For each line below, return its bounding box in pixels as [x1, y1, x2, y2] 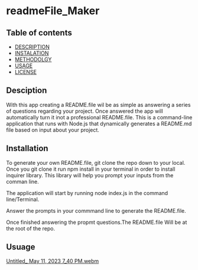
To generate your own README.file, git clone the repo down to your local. [6, 159, 186, 166]
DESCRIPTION [14, 43, 50, 50]
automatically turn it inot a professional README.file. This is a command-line [6, 113, 193, 121]
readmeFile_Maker [6, 4, 100, 18]
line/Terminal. [6, 196, 40, 203]
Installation [6, 144, 48, 154]
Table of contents [6, 28, 72, 38]
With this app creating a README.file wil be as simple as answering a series [6, 101, 191, 108]
